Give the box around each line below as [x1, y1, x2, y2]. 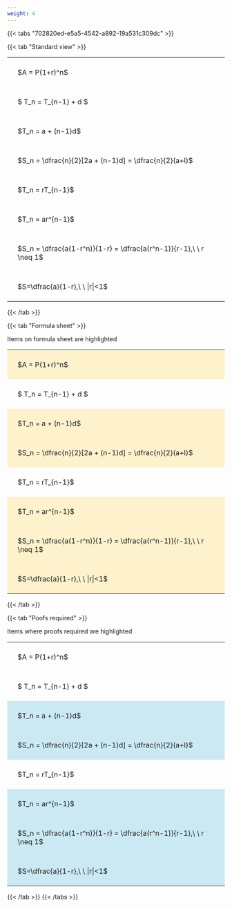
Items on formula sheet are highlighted [7, 334, 117, 343]
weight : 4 [7, 10, 36, 17]
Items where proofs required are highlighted [7, 627, 133, 636]
